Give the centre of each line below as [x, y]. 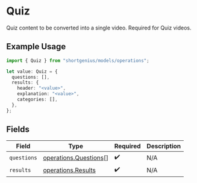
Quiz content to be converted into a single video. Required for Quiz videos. [99, 28]
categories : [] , [38, 99]
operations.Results [70, 170]
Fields [18, 130]
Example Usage [36, 47]
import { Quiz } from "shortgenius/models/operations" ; [78, 60]
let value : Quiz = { [32, 71]
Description [164, 146]
